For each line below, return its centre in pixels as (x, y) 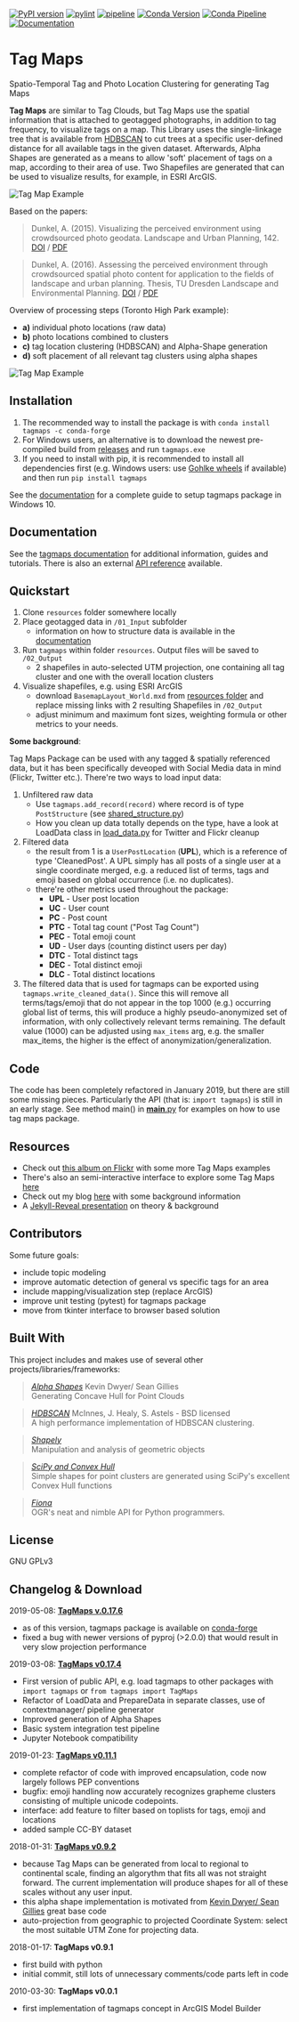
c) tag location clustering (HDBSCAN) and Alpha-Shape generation (145, 346)
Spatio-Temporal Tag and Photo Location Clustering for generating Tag (139, 84)
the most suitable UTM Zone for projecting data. (110, 1930)
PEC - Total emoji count (92, 937)
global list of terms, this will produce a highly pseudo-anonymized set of (154, 1012)
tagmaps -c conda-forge (66, 431)
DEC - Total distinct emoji (95, 965)
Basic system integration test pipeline (91, 1729)
